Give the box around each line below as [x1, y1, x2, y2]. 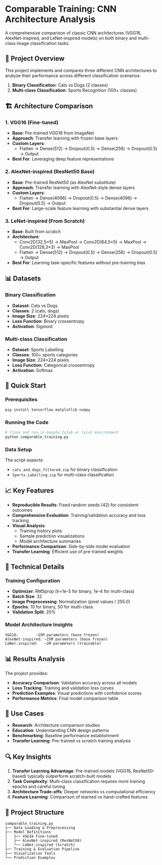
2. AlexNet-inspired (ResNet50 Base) [5, 168, 95, 175]
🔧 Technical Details [5, 563, 65, 571]
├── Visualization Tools [5, 851, 56, 856]
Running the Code [5, 419, 49, 426]
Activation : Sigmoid [12, 323, 53, 329]
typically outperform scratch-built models [27, 773, 111, 779]
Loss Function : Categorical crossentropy [12, 362, 95, 368]
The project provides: [5, 670, 48, 676]
